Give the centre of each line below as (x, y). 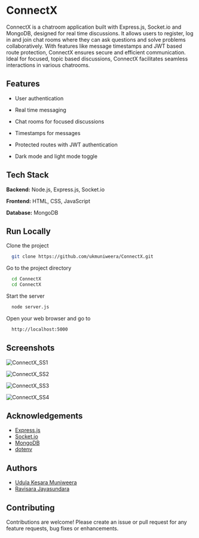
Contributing (30, 508)
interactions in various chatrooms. (48, 65)
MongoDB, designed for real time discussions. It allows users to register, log (100, 33)
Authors (22, 468)
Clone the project (27, 246)
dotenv (24, 450)
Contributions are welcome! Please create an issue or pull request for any (97, 522)
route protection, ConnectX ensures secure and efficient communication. (96, 52)
